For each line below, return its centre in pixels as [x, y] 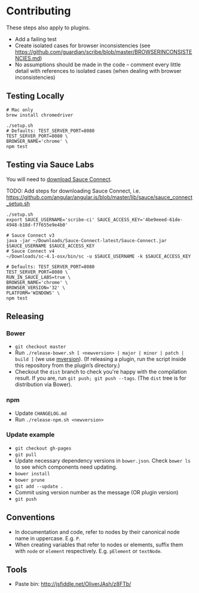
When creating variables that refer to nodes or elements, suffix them [99, 545]
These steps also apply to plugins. [48, 27]
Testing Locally [35, 96]
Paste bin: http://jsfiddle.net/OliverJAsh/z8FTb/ [73, 584]
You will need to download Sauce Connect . [59, 179]
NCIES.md [27, 58]
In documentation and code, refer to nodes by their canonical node [97, 532]
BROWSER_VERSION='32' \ [36, 288]
